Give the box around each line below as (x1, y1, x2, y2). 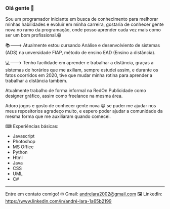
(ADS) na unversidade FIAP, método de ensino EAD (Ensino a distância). (5, 50, 156, 56)
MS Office (12, 144, 34, 150)
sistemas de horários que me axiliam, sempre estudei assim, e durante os (5, 67, 158, 73)
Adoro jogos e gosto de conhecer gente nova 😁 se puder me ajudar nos (5, 103, 156, 109)
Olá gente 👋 (5, 5, 34, 12)
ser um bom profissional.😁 (5, 32, 62, 38)
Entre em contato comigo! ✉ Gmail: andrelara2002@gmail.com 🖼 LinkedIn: (5, 191, 163, 197)
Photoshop (12, 139, 35, 145)
